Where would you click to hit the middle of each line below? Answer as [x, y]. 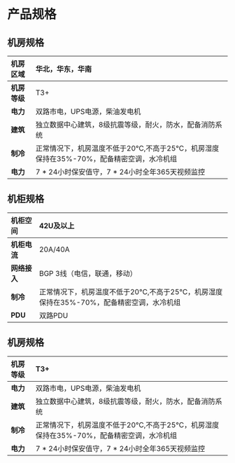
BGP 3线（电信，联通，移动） [88, 273]
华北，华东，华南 [64, 69]
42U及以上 [57, 226]
